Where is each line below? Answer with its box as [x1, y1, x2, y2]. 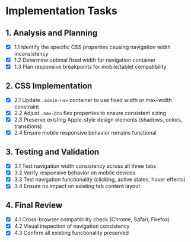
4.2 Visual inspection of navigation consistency [14, 222, 130, 230]
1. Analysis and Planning [5, 28, 98, 38]
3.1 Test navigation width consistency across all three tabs [14, 163, 157, 170]
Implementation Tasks [5, 4, 118, 18]
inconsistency [14, 50, 49, 58]
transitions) [14, 123, 42, 130]
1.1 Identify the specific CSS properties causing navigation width [14, 43, 171, 50]
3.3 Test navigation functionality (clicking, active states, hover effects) [14, 176, 186, 183]
